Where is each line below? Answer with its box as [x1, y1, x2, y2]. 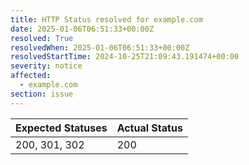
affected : [10, 71, 52, 81]
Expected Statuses [15, 121, 108, 135]
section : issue [10, 89, 74, 99]
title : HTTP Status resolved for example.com [10, 14, 203, 25]
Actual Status [116, 121, 183, 135]
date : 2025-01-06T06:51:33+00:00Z [10, 24, 155, 34]
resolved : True [10, 33, 74, 43]
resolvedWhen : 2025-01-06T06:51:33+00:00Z [10, 42, 190, 53]
